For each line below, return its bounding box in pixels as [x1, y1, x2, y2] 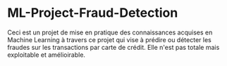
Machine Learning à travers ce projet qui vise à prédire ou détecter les [7, 35, 211, 44]
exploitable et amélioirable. [7, 51, 86, 59]
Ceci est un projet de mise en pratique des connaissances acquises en [7, 28, 213, 37]
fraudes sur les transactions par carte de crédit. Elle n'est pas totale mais [7, 43, 220, 51]
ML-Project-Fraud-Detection [7, 5, 178, 21]
